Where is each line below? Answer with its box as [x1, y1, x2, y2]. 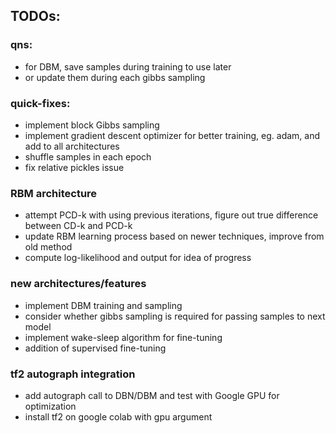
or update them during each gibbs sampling [24, 71, 206, 83]
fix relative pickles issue [24, 161, 125, 173]
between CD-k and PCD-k [24, 220, 133, 232]
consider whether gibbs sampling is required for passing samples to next [24, 310, 326, 322]
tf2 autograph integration [10, 367, 136, 381]
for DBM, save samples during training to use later [24, 60, 232, 73]
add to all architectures [24, 140, 120, 152]
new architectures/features [10, 277, 147, 291]
